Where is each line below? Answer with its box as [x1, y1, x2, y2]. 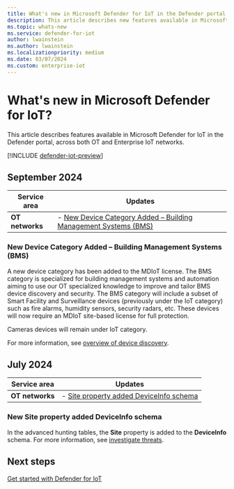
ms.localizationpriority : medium [7, 50, 104, 57]
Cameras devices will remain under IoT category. [7, 325, 148, 333]
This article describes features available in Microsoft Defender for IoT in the [7, 130, 224, 138]
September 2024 [7, 171, 83, 183]
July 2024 [7, 359, 53, 371]
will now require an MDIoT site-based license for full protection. [7, 312, 189, 320]
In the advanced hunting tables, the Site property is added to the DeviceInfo [7, 428, 227, 437]
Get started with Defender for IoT [7, 474, 102, 483]
